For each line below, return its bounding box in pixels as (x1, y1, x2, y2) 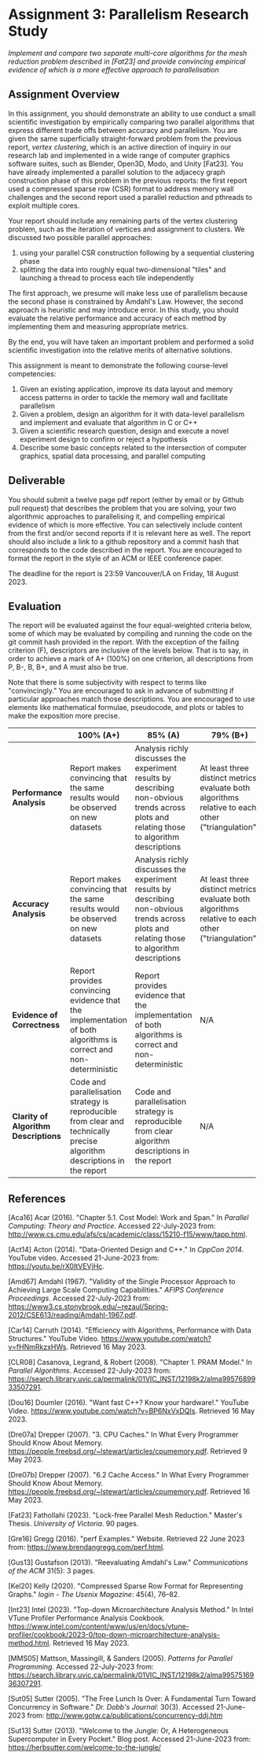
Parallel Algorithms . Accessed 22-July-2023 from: (8, 1366, 171, 1375)
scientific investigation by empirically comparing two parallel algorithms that (8, 116, 255, 127)
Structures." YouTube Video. (8, 1334, 100, 1344)
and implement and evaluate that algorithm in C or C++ (19, 417, 198, 427)
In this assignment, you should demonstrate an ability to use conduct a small (8, 109, 256, 118)
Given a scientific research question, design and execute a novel (19, 426, 229, 435)
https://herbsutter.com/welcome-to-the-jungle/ (8, 1743, 161, 1752)
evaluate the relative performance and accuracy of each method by (8, 313, 226, 323)
